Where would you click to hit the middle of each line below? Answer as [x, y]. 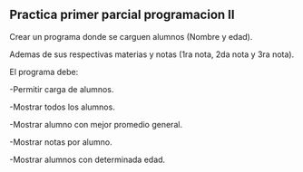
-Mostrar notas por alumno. [61, 142]
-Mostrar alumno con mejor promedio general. [96, 124]
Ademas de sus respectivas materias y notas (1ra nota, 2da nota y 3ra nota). [152, 54]
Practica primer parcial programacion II [122, 15]
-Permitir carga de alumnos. [62, 89]
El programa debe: [44, 72]
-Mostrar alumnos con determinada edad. [88, 159]
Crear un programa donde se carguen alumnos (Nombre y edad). [131, 36]
